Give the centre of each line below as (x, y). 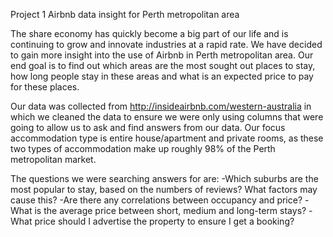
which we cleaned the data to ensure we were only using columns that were (167, 117)
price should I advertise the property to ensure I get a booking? (164, 221)
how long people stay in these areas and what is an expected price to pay (162, 76)
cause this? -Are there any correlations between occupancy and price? (156, 200)
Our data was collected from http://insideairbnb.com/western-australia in (161, 106)
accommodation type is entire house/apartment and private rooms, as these (167, 138)
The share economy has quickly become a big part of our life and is (149, 33)
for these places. (45, 87)
